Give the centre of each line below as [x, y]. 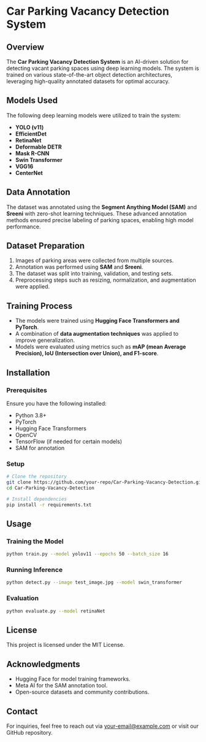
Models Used [32, 100]
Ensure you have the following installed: [57, 403]
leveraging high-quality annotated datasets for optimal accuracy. [88, 81]
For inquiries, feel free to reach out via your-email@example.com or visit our [103, 726]
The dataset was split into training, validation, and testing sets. [94, 274]
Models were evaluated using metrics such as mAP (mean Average [101, 347]
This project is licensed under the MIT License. [66, 645]
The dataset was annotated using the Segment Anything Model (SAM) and [102, 207]
